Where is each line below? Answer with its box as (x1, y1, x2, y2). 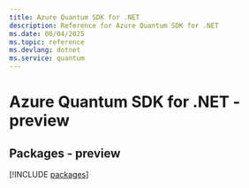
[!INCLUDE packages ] (9, 169, 89, 179)
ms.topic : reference (9, 37, 86, 47)
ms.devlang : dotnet (9, 46, 81, 55)
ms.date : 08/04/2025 (9, 29, 86, 38)
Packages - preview (9, 146, 121, 161)
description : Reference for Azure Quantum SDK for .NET (9, 21, 219, 30)
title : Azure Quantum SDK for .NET (9, 12, 140, 22)
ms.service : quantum (9, 54, 86, 63)
